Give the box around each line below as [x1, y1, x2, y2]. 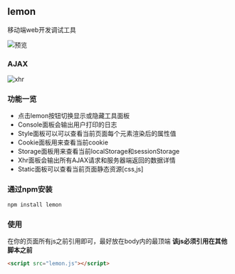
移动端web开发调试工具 [7, 25, 76, 34]
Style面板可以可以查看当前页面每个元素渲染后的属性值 [17, 130, 177, 138]
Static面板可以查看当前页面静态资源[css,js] [17, 165, 144, 174]
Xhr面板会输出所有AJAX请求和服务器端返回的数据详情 [17, 156, 176, 164]
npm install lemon [7, 201, 62, 209]
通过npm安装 [7, 184, 53, 194]
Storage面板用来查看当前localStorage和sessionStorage [17, 147, 180, 156]
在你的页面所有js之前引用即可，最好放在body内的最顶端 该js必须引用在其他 [7, 236, 228, 245]
